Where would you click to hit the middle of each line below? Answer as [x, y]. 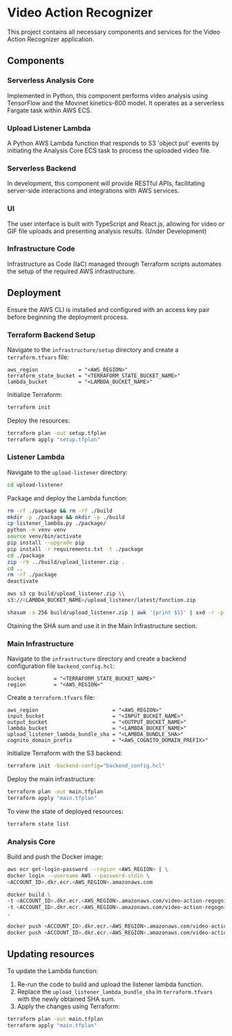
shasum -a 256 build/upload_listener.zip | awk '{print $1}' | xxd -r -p [116, 612]
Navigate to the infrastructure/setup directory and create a [93, 349]
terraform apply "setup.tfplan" [54, 440]
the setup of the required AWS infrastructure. [71, 271]
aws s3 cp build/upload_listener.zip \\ [66, 594]
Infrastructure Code [41, 248]
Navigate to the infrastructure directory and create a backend [97, 659]
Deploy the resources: [39, 420]
